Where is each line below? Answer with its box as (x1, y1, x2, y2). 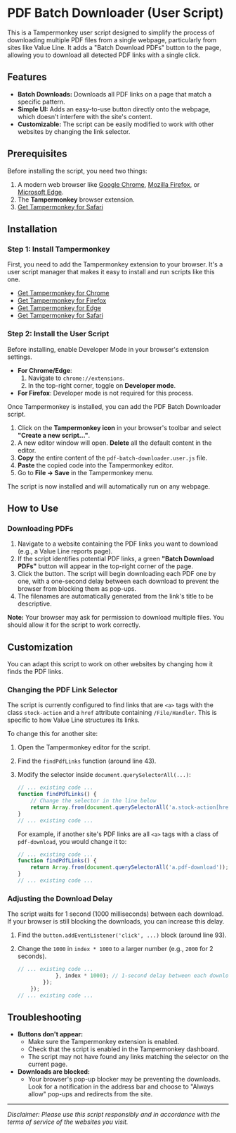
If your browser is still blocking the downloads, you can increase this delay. (7, 917, 225, 926)
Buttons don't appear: (17, 1030, 83, 1039)
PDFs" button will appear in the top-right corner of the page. (17, 562, 193, 570)
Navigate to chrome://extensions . (27, 374, 125, 382)
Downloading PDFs (7, 523, 74, 533)
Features (7, 71, 47, 83)
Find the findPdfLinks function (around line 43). (17, 757, 157, 766)
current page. (27, 1060, 68, 1069)
